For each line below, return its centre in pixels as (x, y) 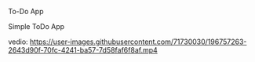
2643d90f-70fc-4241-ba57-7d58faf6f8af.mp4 (83, 50)
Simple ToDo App (36, 26)
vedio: (18, 42)
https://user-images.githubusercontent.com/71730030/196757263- (138, 42)
